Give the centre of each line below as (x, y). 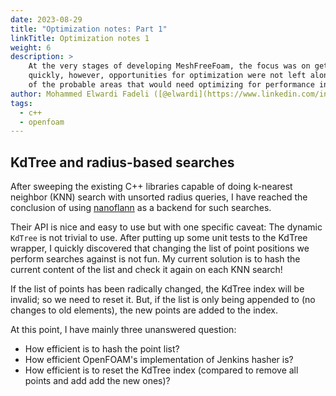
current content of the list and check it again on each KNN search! (146, 270)
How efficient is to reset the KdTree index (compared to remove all (161, 370)
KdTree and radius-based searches (122, 162)
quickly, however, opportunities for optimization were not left (167, 76)
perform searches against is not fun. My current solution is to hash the (155, 259)
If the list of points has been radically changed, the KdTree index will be (157, 289)
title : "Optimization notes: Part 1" (89, 29)
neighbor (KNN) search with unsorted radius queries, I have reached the (159, 197)
